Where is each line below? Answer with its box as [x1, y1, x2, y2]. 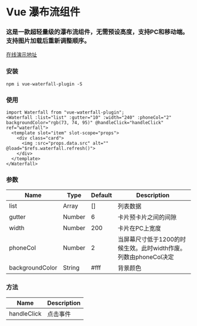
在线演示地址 [6, 51, 37, 58]
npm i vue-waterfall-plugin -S [6, 81, 83, 87]
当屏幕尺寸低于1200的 [117, 235, 181, 244]
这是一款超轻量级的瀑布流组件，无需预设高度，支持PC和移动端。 [6, 28, 189, 36]
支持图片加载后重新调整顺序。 [6, 36, 91, 45]
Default [90, 191, 113, 199]
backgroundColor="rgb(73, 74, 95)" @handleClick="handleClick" [6, 120, 164, 126]
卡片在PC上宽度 [117, 224, 161, 232]
